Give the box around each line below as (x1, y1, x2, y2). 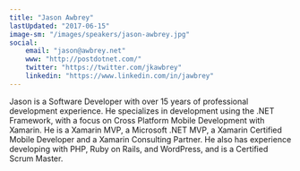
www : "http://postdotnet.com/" (25, 55, 142, 64)
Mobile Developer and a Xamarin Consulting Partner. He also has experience (9, 133, 292, 144)
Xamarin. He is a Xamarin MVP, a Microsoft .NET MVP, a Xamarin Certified (9, 124, 282, 135)
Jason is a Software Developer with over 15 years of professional (9, 96, 249, 107)
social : (9, 38, 39, 47)
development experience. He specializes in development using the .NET (9, 105, 275, 116)
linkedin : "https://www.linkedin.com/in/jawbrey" (25, 72, 215, 81)
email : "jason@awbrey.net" (25, 47, 126, 56)
